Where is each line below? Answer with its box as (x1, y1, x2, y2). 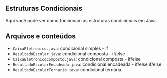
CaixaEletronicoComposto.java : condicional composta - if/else (12, 56, 141, 62)
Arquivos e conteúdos (5, 32, 76, 41)
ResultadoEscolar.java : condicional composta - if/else (12, 50, 125, 57)
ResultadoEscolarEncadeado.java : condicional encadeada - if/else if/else (12, 61, 162, 67)
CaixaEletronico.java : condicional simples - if (12, 45, 109, 51)
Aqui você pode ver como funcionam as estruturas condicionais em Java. (5, 17, 157, 23)
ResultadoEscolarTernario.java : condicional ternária (12, 66, 122, 72)
